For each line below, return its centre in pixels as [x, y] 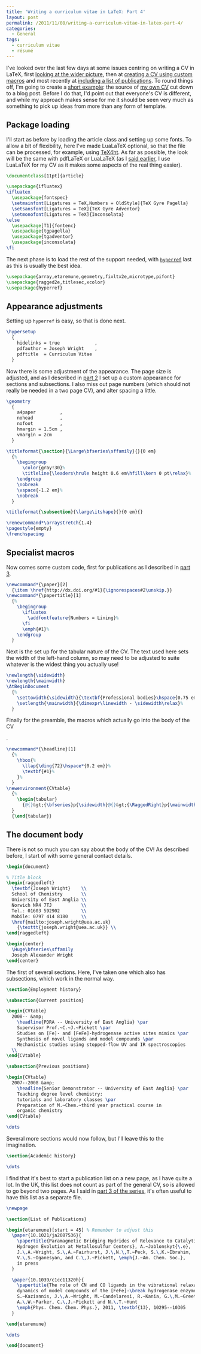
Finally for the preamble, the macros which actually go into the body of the [98, 720]
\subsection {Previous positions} [48, 1067]
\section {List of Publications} [46, 1219]
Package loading [38, 125]
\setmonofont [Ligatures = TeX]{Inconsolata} [68, 214]
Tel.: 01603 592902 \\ [49, 911]
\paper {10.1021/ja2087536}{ [47, 1235]
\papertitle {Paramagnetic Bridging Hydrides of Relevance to [95, 1241]
